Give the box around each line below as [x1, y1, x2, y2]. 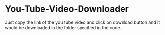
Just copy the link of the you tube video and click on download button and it [5, 19, 160, 25]
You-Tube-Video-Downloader [5, 3, 129, 15]
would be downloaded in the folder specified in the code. [5, 24, 122, 30]
